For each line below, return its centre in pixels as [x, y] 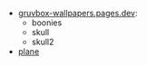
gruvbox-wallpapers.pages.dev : [78, 13]
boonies [47, 23]
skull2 [43, 42]
